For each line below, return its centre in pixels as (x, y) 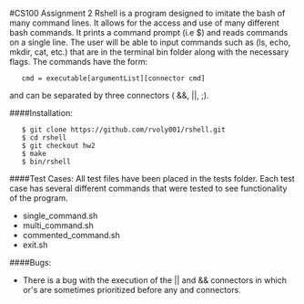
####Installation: (41, 113)
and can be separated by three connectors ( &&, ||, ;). (109, 95)
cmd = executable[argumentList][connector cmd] (113, 79)
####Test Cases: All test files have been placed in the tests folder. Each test (152, 178)
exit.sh (35, 245)
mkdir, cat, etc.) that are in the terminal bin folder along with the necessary (149, 52)
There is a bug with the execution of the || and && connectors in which (154, 280)
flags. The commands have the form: (79, 62)
